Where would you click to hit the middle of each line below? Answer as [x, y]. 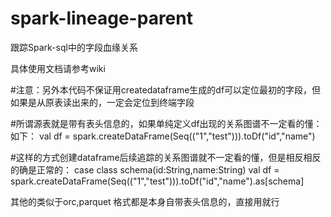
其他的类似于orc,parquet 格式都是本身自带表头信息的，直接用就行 [145, 201]
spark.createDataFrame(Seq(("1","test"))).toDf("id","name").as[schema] [157, 181]
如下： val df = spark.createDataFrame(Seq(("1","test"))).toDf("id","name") [163, 136]
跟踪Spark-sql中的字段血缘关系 [74, 47]
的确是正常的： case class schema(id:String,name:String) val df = [145, 169]
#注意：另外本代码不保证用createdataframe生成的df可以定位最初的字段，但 [166, 89]
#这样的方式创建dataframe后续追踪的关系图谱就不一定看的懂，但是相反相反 [166, 157]
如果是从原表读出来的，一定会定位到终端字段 [102, 102]
